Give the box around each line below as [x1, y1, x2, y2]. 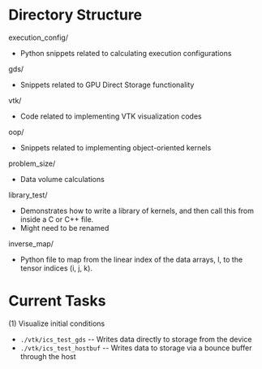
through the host [19, 351, 76, 361]
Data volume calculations [19, 174, 105, 184]
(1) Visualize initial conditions [8, 319, 105, 328]
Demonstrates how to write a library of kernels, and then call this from [19, 206, 254, 215]
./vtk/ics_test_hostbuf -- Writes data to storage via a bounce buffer [19, 343, 252, 353]
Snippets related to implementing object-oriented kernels [19, 142, 212, 152]
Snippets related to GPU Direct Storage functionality [19, 80, 195, 89]
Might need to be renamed [19, 223, 110, 232]
